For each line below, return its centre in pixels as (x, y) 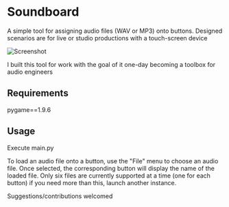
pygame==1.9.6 (29, 109)
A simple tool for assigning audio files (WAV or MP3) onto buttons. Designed (115, 31)
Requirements (38, 93)
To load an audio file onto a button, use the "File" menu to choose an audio (113, 161)
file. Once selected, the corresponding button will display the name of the (111, 168)
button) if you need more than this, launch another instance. (92, 182)
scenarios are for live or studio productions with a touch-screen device (107, 38)
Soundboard (43, 12)
